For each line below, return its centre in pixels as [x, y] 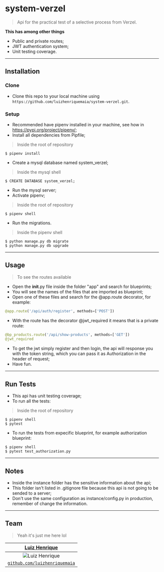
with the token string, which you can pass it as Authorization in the [79, 354]
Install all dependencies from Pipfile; [49, 135]
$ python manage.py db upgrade [37, 245]
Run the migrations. [32, 223]
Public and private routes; [38, 41]
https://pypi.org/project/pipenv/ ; [44, 130]
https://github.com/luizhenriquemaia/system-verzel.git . [71, 101]
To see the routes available [44, 277]
